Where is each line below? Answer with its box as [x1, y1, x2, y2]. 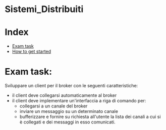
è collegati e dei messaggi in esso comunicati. [19, 119, 116, 125]
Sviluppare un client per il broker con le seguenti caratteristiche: [5, 83, 138, 89]
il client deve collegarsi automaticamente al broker [12, 92, 117, 98]
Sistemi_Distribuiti [5, 4, 84, 15]
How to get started [12, 49, 51, 55]
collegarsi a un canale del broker [19, 103, 88, 109]
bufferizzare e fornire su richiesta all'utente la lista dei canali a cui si [19, 114, 161, 120]
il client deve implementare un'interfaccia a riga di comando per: [12, 98, 146, 104]
